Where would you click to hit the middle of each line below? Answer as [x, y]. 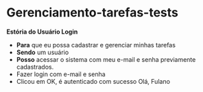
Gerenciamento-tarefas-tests [93, 13]
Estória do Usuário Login [42, 32]
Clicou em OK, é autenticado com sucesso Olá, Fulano [93, 81]
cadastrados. [35, 67]
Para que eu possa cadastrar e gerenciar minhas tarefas [96, 45]
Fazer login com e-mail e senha [61, 74]
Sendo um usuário [43, 52]
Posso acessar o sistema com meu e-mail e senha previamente [106, 59]
